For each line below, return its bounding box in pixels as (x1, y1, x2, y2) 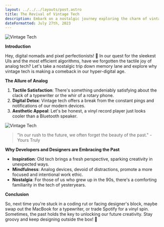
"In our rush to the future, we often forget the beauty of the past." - (17, 132, 152, 138)
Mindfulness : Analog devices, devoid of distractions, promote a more (12, 167, 153, 172)
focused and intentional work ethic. (12, 171, 83, 178)
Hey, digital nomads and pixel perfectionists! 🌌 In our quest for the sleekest (5, 53, 156, 59)
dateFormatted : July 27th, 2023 (5, 20, 71, 26)
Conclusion (5, 191, 29, 197)
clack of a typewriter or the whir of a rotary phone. (12, 93, 114, 98)
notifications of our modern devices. (12, 103, 85, 109)
